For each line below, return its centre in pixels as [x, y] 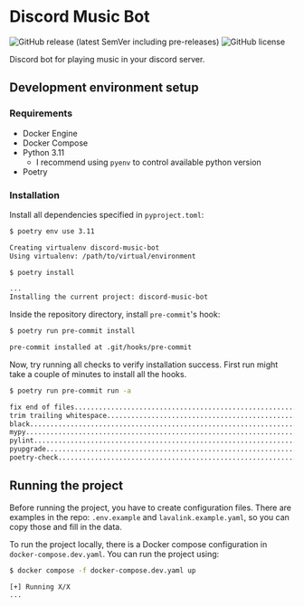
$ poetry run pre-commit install [72, 331]
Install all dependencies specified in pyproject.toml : [107, 214]
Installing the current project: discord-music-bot [109, 297]
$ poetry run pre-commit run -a [70, 391]
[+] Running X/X [40, 587]
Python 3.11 [43, 152]
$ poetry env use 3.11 [52, 231]
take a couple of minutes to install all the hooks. [98, 374]
